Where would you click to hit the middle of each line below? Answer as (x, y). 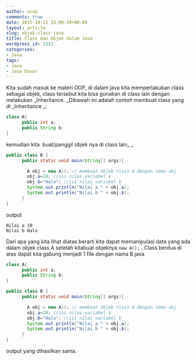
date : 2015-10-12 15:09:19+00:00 (47, 22)
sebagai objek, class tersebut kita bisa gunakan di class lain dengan (88, 94)
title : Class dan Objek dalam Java (49, 39)
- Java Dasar (22, 71)
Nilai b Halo (22, 230)
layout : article (26, 28)
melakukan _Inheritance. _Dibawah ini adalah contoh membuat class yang (95, 100)
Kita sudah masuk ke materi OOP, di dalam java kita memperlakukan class (95, 88)
